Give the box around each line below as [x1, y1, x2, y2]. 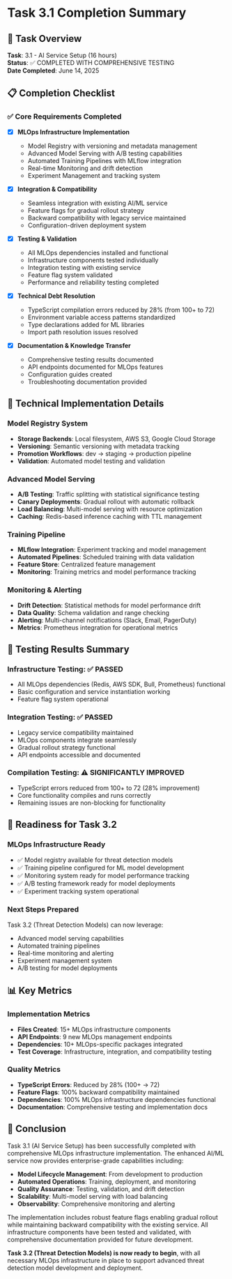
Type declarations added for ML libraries [27, 320, 145, 328]
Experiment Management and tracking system [27, 171, 160, 179]
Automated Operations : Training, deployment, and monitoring [17, 1177, 196, 1186]
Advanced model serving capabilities [17, 934, 124, 942]
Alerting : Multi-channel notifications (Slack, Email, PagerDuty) [17, 616, 197, 624]
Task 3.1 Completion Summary [7, 5, 187, 21]
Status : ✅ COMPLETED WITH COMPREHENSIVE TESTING [7, 59, 175, 67]
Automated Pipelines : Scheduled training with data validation [17, 553, 195, 561]
